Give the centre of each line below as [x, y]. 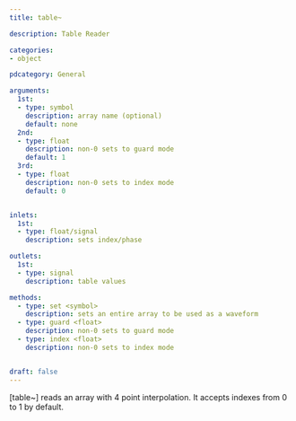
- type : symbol [46, 108]
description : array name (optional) [94, 116]
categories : [31, 50]
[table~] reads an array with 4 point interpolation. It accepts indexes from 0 [148, 397]
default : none [52, 124]
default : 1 [46, 158]
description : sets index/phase [84, 240]
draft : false [34, 372]
